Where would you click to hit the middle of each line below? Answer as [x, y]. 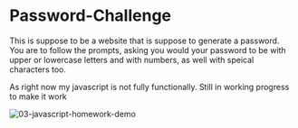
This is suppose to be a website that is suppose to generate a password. [144, 41]
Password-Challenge [91, 16]
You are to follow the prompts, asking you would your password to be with [148, 50]
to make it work [38, 96]
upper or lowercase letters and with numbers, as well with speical [132, 59]
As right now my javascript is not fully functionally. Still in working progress [149, 87]
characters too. [38, 69]
